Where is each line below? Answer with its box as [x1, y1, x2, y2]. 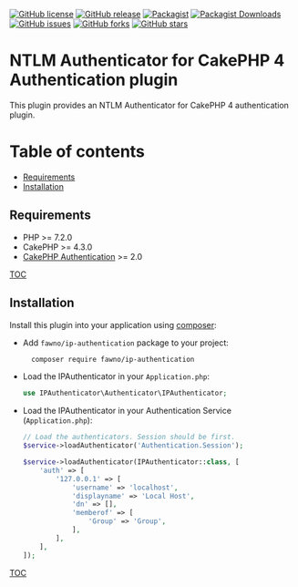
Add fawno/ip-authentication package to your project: [22, 337, 230, 348]
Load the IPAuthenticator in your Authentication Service [22, 406, 232, 417]
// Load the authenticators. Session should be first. [22, 433, 236, 442]
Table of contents [9, 141, 146, 162]
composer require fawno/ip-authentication [31, 355, 195, 364]
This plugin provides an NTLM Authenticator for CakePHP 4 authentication [9, 99, 290, 110]
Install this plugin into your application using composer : [9, 319, 217, 330]
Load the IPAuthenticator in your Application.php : [22, 371, 210, 382]
